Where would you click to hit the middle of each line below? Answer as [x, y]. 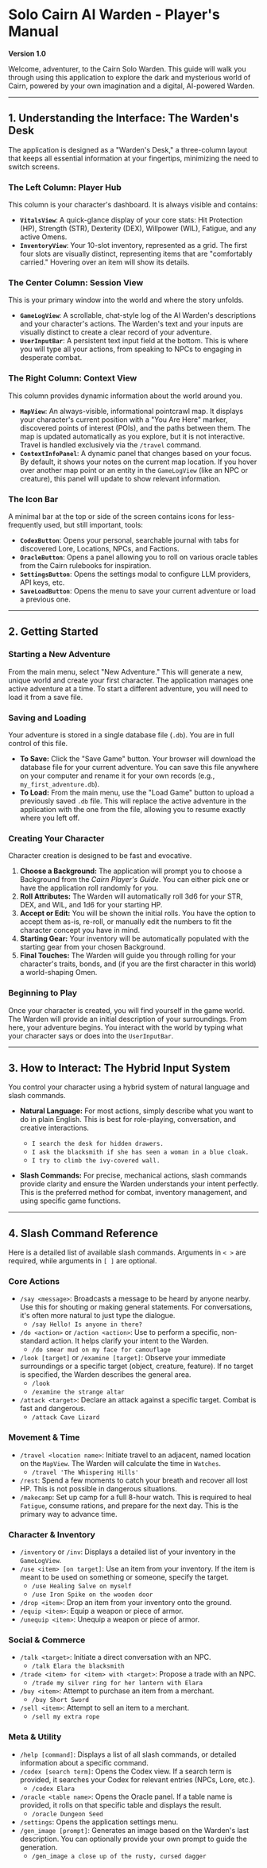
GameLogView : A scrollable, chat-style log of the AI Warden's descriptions [138, 315]
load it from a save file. [46, 697]
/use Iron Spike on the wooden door [92, 1595]
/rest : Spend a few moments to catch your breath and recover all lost [133, 1480]
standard [35, 1341]
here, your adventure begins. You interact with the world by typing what [126, 1027]
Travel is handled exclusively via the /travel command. [110, 445]
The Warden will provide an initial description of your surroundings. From [128, 1019]
